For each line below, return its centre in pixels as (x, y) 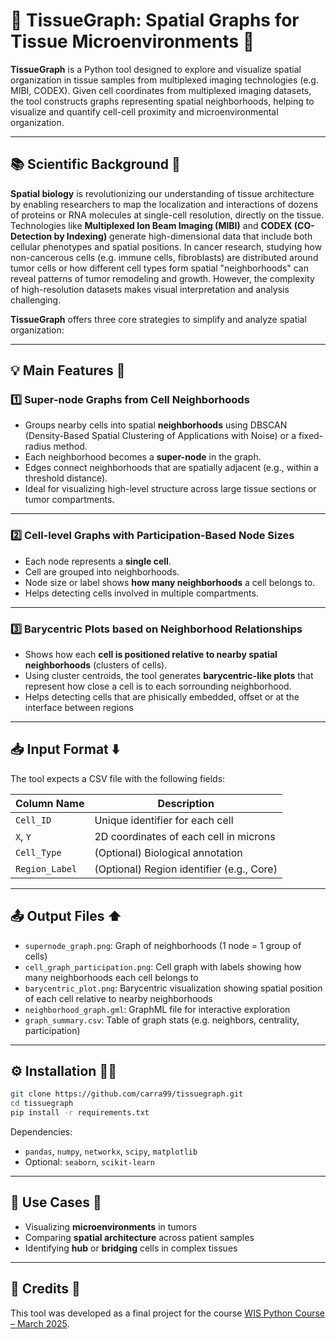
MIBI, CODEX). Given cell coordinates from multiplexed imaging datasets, (161, 90)
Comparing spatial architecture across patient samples (139, 1237)
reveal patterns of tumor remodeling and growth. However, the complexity (162, 278)
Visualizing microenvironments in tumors (110, 1226)
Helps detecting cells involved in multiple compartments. (141, 593)
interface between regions (79, 708)
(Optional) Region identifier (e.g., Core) (186, 869)
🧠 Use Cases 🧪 (56, 1202)
